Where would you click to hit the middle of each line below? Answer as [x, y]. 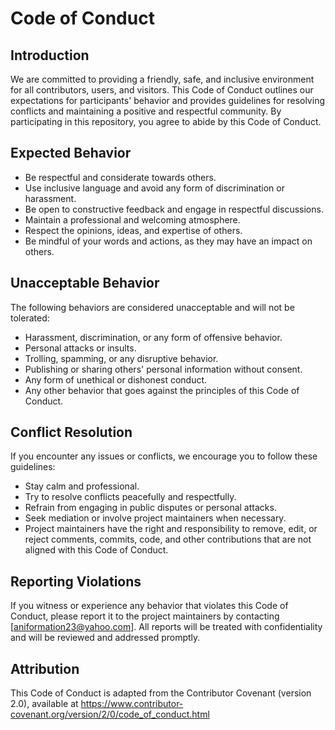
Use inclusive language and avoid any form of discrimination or [154, 188]
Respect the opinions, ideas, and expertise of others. [133, 230]
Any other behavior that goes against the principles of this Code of [162, 390]
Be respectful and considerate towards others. [120, 177]
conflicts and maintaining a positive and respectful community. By [146, 111]
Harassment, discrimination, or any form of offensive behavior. [153, 337]
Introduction [50, 55]
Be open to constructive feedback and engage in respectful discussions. [174, 209]
